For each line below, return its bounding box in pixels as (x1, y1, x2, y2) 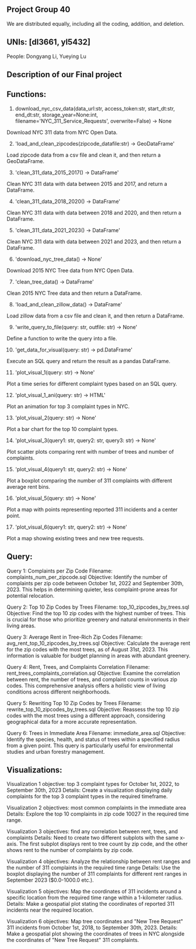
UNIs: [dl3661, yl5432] (6, 37, 91, 47)
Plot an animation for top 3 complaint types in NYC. (6, 403, 130, 410)
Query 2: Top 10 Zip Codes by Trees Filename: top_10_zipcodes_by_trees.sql (6, 603, 190, 610)
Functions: (6, 89, 47, 99)
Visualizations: (6, 765, 63, 775)
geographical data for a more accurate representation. (6, 718, 138, 725)
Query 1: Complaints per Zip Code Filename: (6, 567, 113, 574)
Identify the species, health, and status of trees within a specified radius (6, 736, 180, 743)
